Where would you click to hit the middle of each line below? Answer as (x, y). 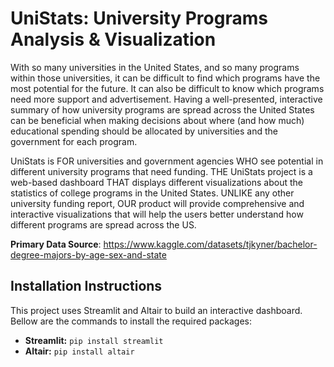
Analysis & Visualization (113, 39)
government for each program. (74, 141)
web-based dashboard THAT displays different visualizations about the (156, 182)
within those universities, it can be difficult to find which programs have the (165, 78)
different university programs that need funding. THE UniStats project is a (161, 171)
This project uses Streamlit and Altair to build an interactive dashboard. (156, 310)
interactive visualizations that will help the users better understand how (157, 214)
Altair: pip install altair (79, 351)
